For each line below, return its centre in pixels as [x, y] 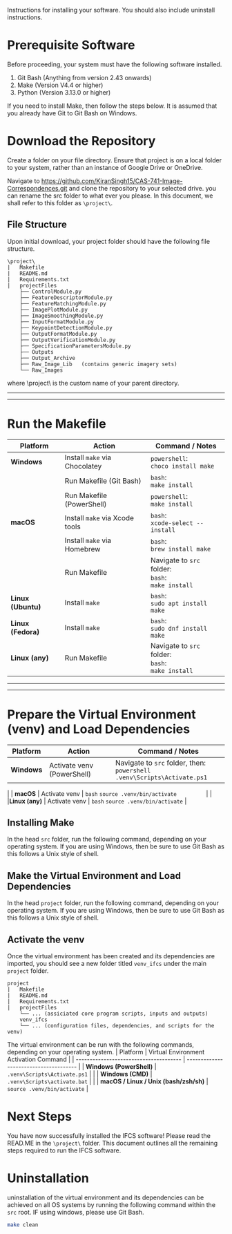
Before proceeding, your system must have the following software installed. [115, 64]
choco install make [183, 466]
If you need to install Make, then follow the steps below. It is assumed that [112, 106]
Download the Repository [81, 141]
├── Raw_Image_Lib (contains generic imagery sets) [98, 364]
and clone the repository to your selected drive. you [142, 188]
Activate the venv [46, 939]
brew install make [181, 549]
